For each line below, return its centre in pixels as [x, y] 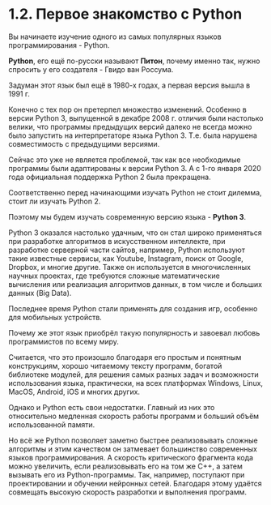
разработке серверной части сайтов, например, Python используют [127, 250]
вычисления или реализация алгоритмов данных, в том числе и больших [135, 284]
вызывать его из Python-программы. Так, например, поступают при [127, 474]
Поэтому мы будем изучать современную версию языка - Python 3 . [127, 216]
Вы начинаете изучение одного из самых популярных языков [115, 36]
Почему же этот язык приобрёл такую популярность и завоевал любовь [134, 332]
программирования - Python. [59, 45]
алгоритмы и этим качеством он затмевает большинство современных [133, 449]
